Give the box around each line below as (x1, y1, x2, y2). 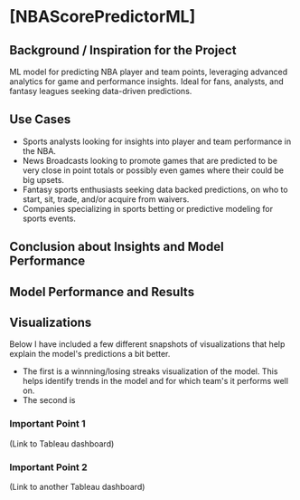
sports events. (22, 213, 77, 224)
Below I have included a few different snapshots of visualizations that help (9, 339, 286, 350)
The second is (22, 395, 76, 406)
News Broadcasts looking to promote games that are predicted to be (22, 155, 278, 166)
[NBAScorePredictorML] (9, 6, 196, 27)
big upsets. (22, 174, 65, 185)
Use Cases (9, 111, 71, 128)
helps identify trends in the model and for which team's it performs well (22, 376, 289, 387)
